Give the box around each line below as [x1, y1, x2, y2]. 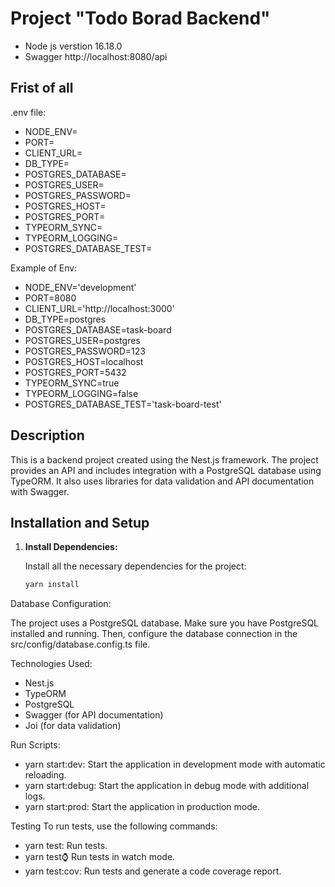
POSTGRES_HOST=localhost [24, 355, 144, 367]
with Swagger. [10, 485, 70, 497]
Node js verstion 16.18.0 [24, 40, 123, 52]
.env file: [10, 106, 47, 118]
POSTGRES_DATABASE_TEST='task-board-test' [24, 398, 222, 410]
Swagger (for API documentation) [24, 709, 164, 721]
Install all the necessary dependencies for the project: [24, 560, 247, 572]
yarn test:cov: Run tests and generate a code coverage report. [24, 865, 282, 877]
